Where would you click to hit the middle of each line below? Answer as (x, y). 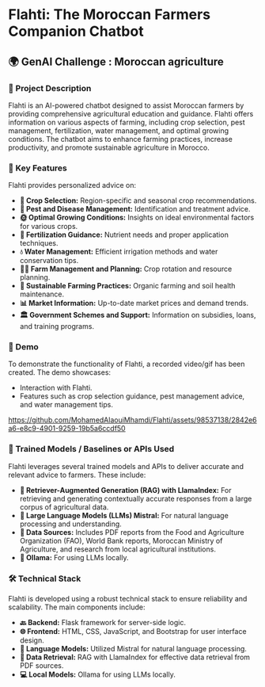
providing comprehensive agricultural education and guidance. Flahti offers (131, 113)
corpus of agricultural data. (64, 507)
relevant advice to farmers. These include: (77, 475)
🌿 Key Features (38, 168)
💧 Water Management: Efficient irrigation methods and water (119, 252)
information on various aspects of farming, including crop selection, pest (127, 122)
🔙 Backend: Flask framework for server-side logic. (102, 623)
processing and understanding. (71, 524)
